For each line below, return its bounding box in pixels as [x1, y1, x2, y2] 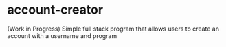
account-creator [7, 2, 104, 18]
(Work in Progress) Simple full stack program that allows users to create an [7, 25, 220, 33]
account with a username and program [7, 31, 117, 40]
